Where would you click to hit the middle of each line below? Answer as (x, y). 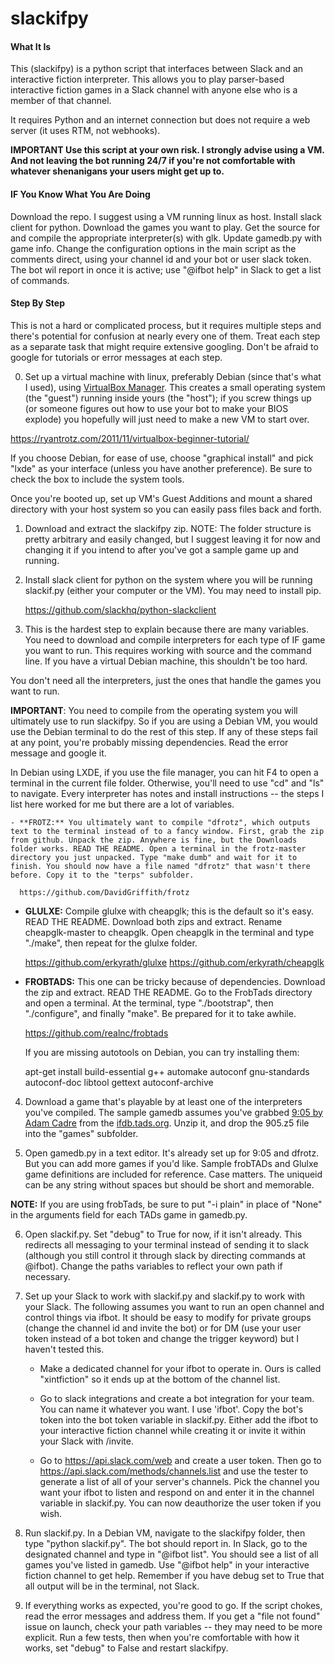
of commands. (40, 280)
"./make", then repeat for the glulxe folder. (111, 943)
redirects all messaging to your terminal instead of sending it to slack (167, 1244)
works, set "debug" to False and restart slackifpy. (126, 1648)
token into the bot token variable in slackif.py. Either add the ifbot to (179, 1419)
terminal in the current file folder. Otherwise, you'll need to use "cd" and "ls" (167, 783)
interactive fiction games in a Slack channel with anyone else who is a (154, 90)
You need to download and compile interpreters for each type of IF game (175, 639)
